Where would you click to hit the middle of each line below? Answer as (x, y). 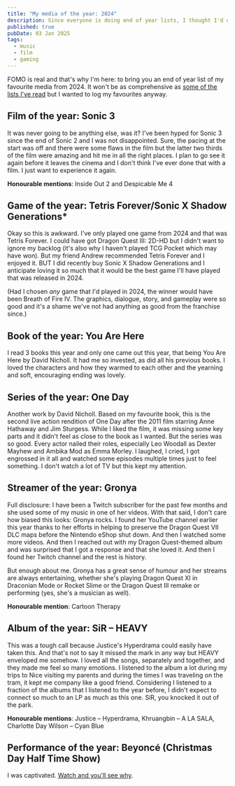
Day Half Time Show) (54, 759)
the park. (20, 705)
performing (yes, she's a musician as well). (69, 593)
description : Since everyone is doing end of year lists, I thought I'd (115, 20)
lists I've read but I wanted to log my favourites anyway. (87, 94)
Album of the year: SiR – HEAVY (78, 628)
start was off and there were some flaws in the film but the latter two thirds (115, 148)
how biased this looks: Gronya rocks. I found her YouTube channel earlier (113, 519)
